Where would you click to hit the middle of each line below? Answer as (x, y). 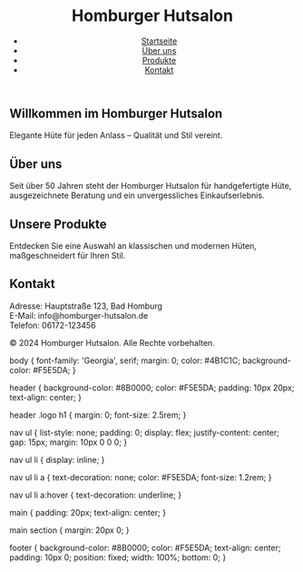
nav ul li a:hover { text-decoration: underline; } (96, 495)
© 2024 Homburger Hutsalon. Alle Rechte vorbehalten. (112, 342)
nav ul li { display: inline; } (57, 459)
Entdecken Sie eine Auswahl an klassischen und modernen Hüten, (133, 245)
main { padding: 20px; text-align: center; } (88, 512)
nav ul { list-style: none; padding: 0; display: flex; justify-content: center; (144, 432)
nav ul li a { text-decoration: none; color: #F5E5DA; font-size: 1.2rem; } (141, 477)
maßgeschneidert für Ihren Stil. (68, 255)
